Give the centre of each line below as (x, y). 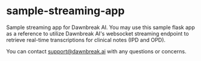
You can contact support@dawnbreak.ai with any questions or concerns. (96, 51)
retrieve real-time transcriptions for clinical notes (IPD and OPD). (86, 40)
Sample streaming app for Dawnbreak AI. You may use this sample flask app (100, 27)
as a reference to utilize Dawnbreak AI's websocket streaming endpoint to (97, 33)
